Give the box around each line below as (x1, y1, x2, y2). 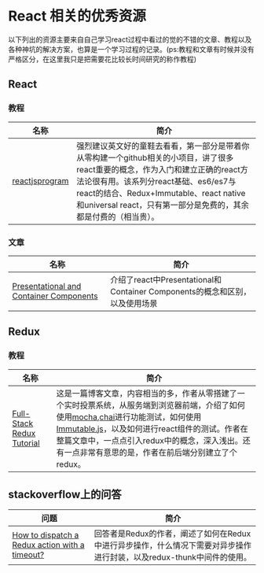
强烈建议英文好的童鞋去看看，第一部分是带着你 (76, 140, 250, 151)
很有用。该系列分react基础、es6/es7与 (92, 176, 236, 187)
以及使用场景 (109, 298, 158, 309)
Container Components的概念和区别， (109, 286, 251, 297)
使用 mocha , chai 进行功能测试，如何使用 (56, 411, 202, 422)
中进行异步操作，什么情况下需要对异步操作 (93, 540, 252, 551)
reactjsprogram (12, 175, 69, 186)
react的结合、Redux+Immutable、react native (76, 187, 246, 198)
